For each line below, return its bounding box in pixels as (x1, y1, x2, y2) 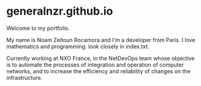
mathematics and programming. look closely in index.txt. (6, 43, 150, 50)
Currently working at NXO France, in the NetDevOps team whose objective (6, 54, 195, 62)
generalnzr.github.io (6, 4, 113, 18)
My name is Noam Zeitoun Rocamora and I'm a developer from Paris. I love (6, 36, 195, 43)
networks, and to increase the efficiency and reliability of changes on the (6, 67, 191, 74)
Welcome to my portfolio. (6, 24, 70, 32)
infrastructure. (6, 74, 43, 81)
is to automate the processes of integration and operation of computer (6, 61, 184, 68)
